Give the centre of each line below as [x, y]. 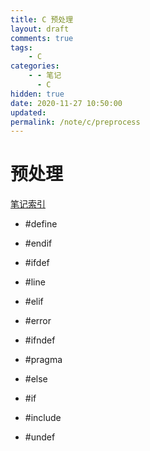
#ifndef [40, 340]
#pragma [43, 360]
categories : [35, 66]
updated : [28, 112]
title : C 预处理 [42, 19]
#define [41, 224]
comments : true [42, 38]
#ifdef [37, 263]
